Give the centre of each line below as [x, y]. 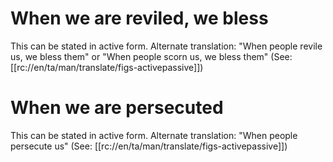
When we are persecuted [117, 108]
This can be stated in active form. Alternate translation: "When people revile [166, 46]
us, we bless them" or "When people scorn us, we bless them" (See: [151, 56]
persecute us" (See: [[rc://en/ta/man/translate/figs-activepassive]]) [149, 146]
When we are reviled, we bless [139, 18]
